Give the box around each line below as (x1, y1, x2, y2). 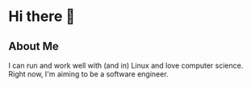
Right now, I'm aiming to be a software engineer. (8, 69, 169, 79)
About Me (8, 39, 59, 53)
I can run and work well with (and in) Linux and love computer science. (8, 60, 244, 70)
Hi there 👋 (8, 7, 75, 26)
